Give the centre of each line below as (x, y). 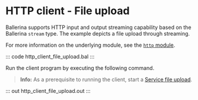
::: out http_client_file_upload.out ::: (48, 91)
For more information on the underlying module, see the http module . (90, 45)
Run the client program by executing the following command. (80, 68)
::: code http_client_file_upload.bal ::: (50, 56)
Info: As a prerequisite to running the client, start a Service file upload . (106, 79)
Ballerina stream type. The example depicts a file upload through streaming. (98, 33)
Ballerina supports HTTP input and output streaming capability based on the (98, 27)
